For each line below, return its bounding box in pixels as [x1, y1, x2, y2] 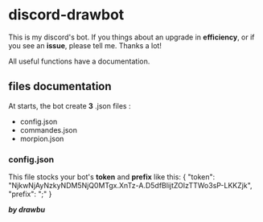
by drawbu [8, 205, 46, 215]
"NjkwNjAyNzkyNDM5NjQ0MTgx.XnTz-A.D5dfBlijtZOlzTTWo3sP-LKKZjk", [8, 181, 253, 191]
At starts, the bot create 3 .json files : [8, 101, 131, 110]
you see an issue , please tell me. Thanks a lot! [8, 40, 162, 50]
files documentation [8, 80, 112, 93]
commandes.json [19, 125, 78, 134]
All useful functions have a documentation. [8, 56, 150, 66]
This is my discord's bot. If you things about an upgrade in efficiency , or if [8, 32, 255, 42]
